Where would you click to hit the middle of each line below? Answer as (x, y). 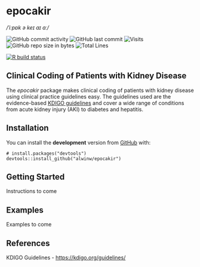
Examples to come (29, 225)
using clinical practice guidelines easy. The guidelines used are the (89, 96)
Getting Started (36, 177)
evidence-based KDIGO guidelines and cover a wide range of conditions (95, 103)
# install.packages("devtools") (46, 154)
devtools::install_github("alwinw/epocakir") (64, 159)
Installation (27, 128)
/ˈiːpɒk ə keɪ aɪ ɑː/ (28, 27)
